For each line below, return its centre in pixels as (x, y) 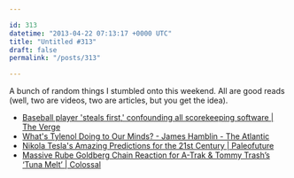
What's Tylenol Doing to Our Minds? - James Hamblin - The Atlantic (146, 136)
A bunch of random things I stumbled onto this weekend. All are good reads (147, 91)
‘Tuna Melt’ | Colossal (62, 165)
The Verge (41, 127)
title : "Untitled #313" (53, 42)
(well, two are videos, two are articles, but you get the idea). (119, 101)
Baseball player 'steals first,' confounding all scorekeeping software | (148, 118)
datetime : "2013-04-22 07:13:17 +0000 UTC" (91, 33)
